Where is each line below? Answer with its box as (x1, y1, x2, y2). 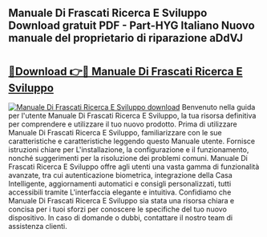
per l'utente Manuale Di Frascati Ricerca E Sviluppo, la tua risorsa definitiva (8, 111, 257, 120)
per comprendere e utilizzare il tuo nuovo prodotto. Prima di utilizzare (8, 119, 238, 129)
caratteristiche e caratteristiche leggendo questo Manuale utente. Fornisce (8, 136, 255, 146)
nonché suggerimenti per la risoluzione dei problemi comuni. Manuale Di (8, 154, 249, 163)
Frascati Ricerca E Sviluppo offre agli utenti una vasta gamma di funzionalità (8, 162, 260, 171)
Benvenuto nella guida (181, 102, 256, 111)
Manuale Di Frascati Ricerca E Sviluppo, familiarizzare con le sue (8, 128, 222, 137)
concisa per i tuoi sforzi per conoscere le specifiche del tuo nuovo (8, 204, 227, 214)
